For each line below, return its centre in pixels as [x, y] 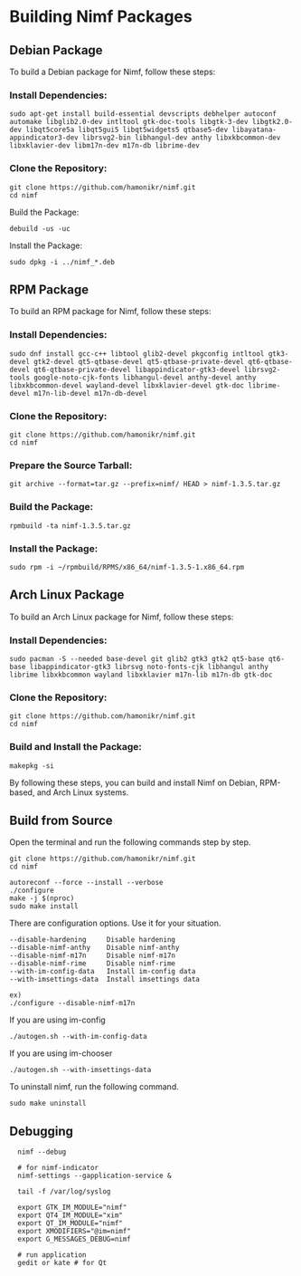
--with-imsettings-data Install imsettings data [105, 980]
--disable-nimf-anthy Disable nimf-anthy [94, 948]
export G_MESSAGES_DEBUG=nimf [74, 1239]
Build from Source [61, 820]
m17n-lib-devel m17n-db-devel [90, 393]
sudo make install [44, 907]
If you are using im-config [57, 1020]
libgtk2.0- [273, 122]
